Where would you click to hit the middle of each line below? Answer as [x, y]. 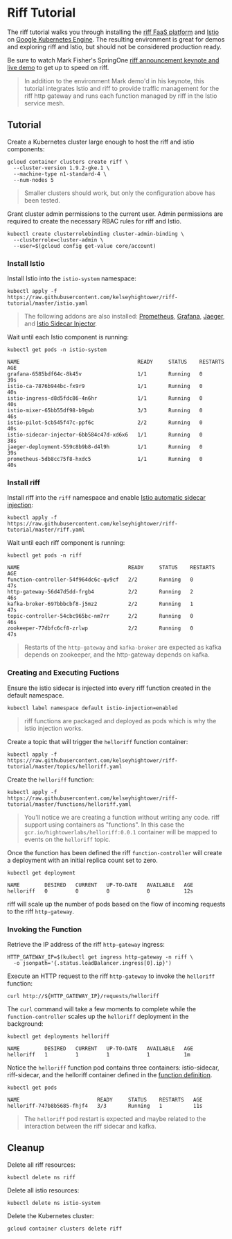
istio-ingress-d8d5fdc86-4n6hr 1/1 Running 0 [105, 398]
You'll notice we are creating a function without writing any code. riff [122, 817]
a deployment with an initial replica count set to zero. [82, 860]
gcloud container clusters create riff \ [68, 162]
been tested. [42, 200]
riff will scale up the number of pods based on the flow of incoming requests [116, 904]
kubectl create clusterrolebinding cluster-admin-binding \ [96, 234]
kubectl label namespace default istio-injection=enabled [92, 708]
